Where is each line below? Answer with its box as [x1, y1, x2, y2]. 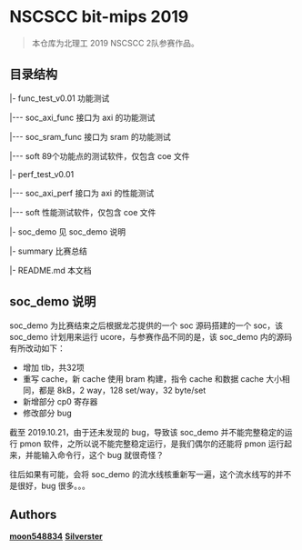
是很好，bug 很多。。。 [9, 480, 91, 491]
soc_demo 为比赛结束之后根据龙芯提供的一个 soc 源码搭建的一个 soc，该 [9, 320, 284, 331]
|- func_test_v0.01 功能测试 [9, 93, 110, 104]
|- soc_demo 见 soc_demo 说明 [9, 225, 126, 237]
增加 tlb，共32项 [22, 362, 85, 373]
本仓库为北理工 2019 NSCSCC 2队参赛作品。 [31, 37, 200, 48]
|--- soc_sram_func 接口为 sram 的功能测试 [9, 131, 171, 142]
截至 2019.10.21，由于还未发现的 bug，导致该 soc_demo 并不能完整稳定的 [9, 426, 285, 437]
